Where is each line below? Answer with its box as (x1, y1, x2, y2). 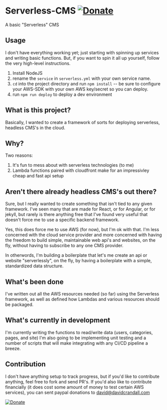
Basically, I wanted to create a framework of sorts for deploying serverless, (5, 119, 160, 125)
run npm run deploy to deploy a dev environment (12, 91, 112, 97)
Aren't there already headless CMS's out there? (5, 187, 157, 196)
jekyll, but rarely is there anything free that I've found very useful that (5, 212, 148, 218)
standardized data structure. (5, 263, 64, 269)
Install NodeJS (12, 70, 43, 76)
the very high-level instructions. (5, 60, 71, 66)
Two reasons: (5, 152, 33, 158)
